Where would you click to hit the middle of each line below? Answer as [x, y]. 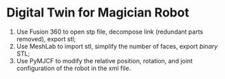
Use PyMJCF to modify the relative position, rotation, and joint [105, 60]
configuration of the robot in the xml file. [74, 68]
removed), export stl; [46, 38]
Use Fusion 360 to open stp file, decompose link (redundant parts [110, 32]
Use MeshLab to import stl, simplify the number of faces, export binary [117, 46]
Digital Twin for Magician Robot [98, 13]
